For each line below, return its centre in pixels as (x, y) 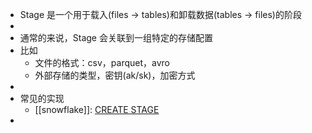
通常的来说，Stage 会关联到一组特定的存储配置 (116, 37)
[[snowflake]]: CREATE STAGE (97, 109)
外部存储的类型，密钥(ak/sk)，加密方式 (115, 75)
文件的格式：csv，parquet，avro (102, 62)
